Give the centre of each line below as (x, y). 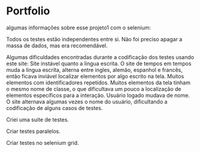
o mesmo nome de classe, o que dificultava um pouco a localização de (94, 89)
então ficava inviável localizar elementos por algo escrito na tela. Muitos (95, 76)
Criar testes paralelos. (34, 131)
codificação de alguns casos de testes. (54, 108)
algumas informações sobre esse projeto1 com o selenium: (79, 28)
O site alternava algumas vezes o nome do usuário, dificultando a (87, 101)
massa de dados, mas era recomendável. (57, 45)
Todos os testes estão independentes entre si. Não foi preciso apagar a (94, 39)
